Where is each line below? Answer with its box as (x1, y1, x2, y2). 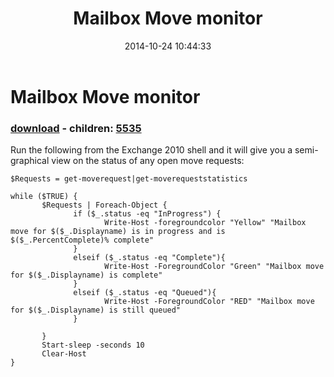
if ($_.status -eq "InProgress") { (73, 209, 222, 219)
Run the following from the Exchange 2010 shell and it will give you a (10, 144, 293, 156)
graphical (10, 155, 50, 167)
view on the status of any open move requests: (51, 155, 245, 167)
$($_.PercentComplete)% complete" (10, 235, 155, 246)
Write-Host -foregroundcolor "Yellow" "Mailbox (104, 218, 307, 228)
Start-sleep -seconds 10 (41, 340, 145, 351)
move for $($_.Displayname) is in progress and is (10, 227, 226, 237)
